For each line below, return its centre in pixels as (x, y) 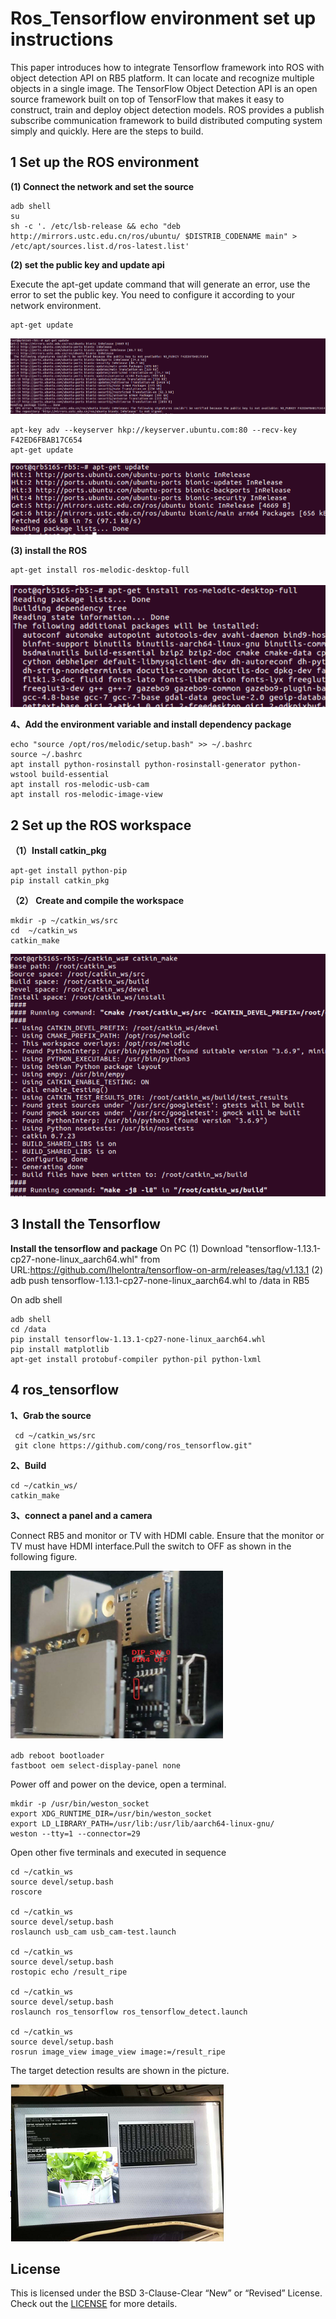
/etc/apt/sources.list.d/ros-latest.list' (100, 246)
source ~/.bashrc (46, 755)
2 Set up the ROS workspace (101, 825)
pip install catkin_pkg (60, 881)
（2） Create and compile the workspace (97, 901)
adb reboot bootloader (57, 1755)
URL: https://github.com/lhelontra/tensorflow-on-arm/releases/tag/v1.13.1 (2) (167, 1269)
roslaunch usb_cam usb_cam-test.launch (93, 1932)
